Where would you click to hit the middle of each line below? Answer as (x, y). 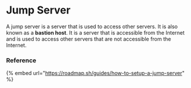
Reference (21, 60)
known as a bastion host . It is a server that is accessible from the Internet (95, 32)
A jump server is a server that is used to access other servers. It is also (92, 26)
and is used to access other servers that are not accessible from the (89, 39)
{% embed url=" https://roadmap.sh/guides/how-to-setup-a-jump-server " (95, 73)
